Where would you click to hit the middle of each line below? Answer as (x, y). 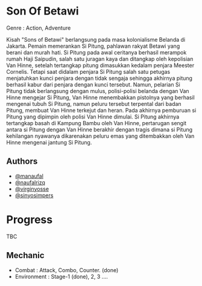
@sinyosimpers (34, 195)
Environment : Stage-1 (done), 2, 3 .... (62, 276)
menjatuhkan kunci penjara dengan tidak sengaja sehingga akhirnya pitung (99, 78)
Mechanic (25, 255)
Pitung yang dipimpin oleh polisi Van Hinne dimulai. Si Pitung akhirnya (93, 117)
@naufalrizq (30, 182)
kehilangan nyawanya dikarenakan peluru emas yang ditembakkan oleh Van (100, 136)
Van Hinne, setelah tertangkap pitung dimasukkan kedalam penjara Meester (100, 65)
